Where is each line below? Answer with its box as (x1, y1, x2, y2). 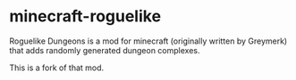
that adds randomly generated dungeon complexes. (9, 44, 200, 55)
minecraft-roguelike (9, 6, 162, 27)
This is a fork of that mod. (9, 62, 105, 73)
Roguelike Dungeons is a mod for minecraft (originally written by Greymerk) (9, 36, 288, 46)
